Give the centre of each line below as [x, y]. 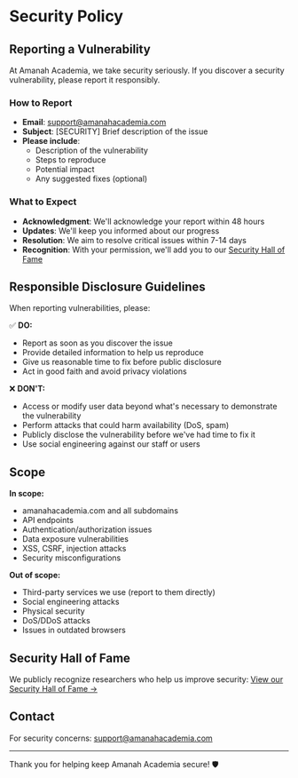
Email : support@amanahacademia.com [94, 123]
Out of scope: [35, 576]
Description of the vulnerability [92, 151]
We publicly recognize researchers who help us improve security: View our [146, 679]
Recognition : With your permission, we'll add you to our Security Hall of [153, 250]
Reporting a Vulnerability [80, 49]
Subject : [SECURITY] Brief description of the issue [115, 131]
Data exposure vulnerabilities [75, 539]
